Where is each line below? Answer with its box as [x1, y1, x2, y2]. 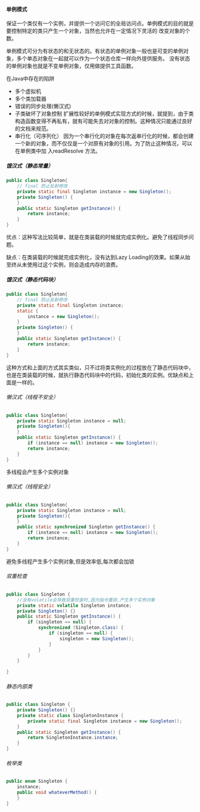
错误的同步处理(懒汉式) [14, 103, 71, 110]
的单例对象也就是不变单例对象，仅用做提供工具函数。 [6, 63, 137, 70]
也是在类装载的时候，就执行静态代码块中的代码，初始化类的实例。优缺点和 [6, 371, 189, 378]
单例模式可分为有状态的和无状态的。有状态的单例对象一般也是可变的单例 [6, 48, 183, 55]
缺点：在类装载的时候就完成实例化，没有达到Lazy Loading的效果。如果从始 [6, 254, 190, 261]
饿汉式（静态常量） [6, 162, 54, 169]
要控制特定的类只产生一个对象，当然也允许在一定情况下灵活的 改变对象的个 [6, 27, 190, 35]
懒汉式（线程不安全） [6, 394, 58, 401]
